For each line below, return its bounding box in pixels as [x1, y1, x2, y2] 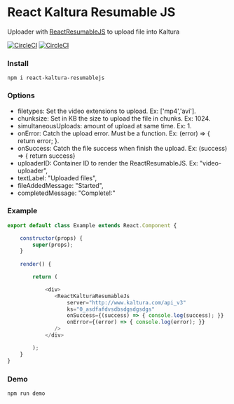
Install [7, 58, 29, 68]
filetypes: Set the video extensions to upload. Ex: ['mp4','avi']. [17, 107, 196, 115]
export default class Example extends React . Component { [7, 222, 177, 229]
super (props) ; [32, 241, 74, 248]
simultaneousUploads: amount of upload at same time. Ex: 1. [17, 121, 192, 130]
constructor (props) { [20, 234, 83, 242]
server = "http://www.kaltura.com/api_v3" [67, 299, 187, 306]
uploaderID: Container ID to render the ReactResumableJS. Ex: [17, 159, 198, 167]
